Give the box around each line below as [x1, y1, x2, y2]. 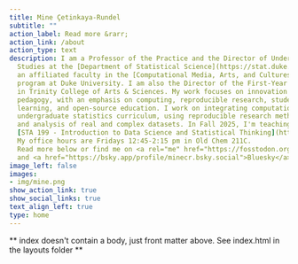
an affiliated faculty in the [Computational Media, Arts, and [17, 71, 255, 80]
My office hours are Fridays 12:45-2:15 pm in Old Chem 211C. [17, 136, 252, 145]
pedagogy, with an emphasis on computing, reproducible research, [17, 95, 268, 105]
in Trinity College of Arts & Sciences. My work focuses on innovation [17, 87, 288, 96]
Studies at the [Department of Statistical [17, 63, 180, 72]
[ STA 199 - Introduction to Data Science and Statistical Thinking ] [17, 128, 276, 137]
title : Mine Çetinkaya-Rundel [9, 12, 122, 22]
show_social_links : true [9, 194, 101, 204]
